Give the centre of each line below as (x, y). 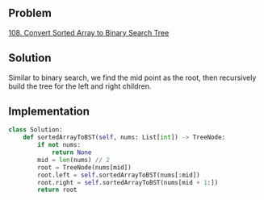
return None (71, 152)
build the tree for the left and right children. (80, 86)
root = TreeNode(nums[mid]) (84, 167)
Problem (30, 13)
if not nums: (59, 145)
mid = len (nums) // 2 (74, 160)
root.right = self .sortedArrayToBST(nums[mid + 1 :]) (128, 182)
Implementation (49, 112)
